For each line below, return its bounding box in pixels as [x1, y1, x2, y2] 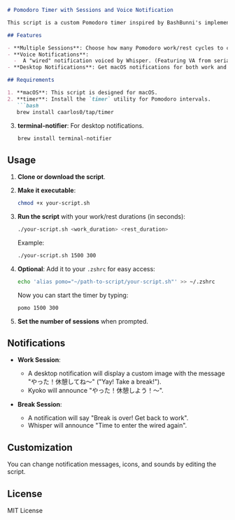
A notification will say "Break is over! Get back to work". [27, 414, 189, 422]
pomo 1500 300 [17, 304, 59, 311]
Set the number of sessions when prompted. [17, 317, 149, 325]
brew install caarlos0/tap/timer [16, 108, 114, 115]
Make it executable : [17, 186, 76, 195]
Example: [17, 238, 45, 247]
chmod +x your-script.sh [17, 200, 90, 207]
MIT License [7, 507, 43, 514]
